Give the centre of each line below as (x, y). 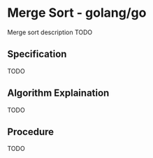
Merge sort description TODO (50, 32)
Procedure (31, 132)
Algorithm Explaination (58, 93)
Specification (37, 54)
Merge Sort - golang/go (77, 13)
